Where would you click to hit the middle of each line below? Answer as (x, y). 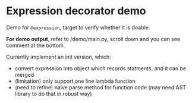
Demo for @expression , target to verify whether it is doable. (78, 27)
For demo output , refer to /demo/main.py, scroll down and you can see (93, 39)
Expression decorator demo (76, 11)
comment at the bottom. (36, 45)
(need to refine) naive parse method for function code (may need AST (100, 87)
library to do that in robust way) (53, 93)
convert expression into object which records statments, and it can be (100, 68)
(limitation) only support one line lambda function (75, 81)
